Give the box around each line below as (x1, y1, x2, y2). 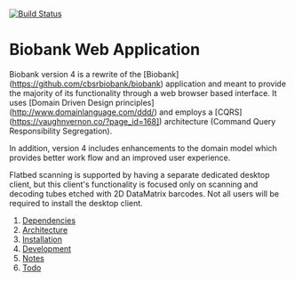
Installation (21, 234, 63, 245)
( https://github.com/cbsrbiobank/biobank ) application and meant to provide (9, 78, 287, 89)
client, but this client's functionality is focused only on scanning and (9, 179, 259, 189)
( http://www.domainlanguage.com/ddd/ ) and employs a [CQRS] (9, 107, 243, 117)
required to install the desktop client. (9, 197, 144, 208)
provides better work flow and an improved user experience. (9, 152, 231, 163)
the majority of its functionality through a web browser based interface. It (9, 87, 277, 98)
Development (21, 243, 72, 253)
